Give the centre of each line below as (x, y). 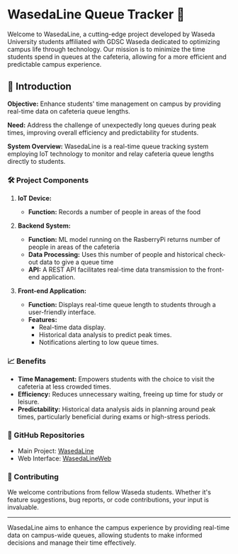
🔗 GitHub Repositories (46, 436)
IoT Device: (34, 199)
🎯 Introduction (40, 87)
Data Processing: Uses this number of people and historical (116, 255)
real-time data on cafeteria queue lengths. (69, 111)
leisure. (28, 402)
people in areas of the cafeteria (74, 247)
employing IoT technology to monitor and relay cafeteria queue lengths (111, 154)
